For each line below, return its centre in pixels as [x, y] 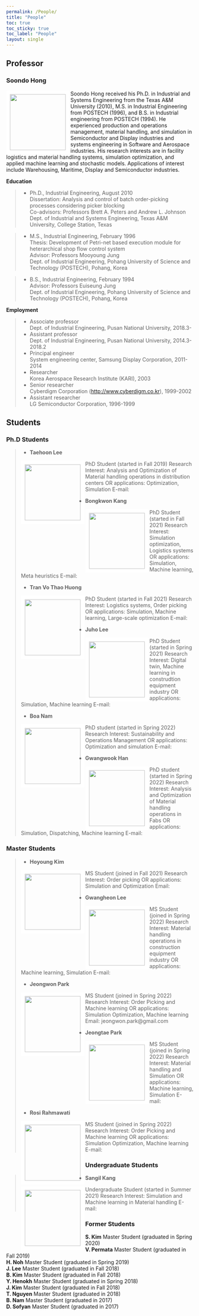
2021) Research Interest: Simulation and [134, 1195]
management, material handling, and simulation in [131, 131]
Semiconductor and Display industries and [122, 138]
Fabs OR [160, 820]
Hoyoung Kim [47, 861]
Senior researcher [52, 385]
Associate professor [54, 321]
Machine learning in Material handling [131, 1202]
